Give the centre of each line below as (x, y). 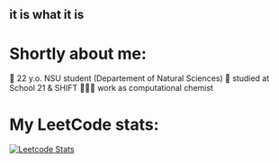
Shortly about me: (78, 54)
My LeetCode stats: (84, 124)
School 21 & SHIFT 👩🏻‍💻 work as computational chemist (112, 88)
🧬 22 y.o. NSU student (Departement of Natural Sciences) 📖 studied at (139, 78)
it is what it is (47, 15)
